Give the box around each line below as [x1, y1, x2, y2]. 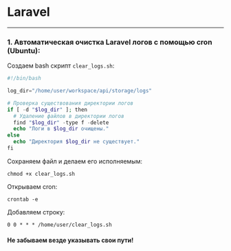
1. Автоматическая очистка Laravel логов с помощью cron [7, 37, 212, 47]
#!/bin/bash [7, 75, 41, 82]
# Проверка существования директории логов [7, 99, 134, 107]
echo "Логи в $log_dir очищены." [13, 125, 109, 132]
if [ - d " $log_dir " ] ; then [7, 106, 88, 113]
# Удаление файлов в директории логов [13, 112, 125, 119]
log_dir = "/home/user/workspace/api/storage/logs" [7, 88, 153, 94]
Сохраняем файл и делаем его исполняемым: [7, 157, 143, 165]
